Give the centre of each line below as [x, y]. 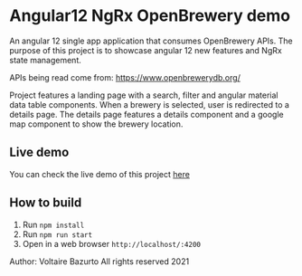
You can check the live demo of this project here [99, 174]
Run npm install [53, 224]
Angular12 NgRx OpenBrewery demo [150, 16]
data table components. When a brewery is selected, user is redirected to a [149, 104]
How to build [46, 203]
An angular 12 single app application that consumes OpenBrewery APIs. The [151, 41]
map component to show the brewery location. [96, 124]
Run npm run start [57, 234]
